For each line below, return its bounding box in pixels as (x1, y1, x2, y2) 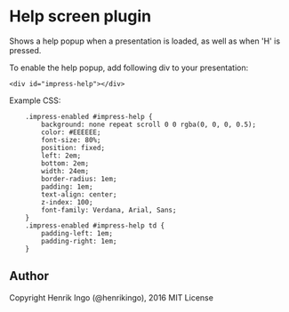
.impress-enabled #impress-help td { (25, 220, 165, 230)
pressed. (9, 44, 42, 55)
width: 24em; (41, 166, 90, 175)
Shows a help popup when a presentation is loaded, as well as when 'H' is (9, 36, 281, 46)
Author (9, 268, 49, 284)
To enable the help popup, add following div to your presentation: (9, 62, 249, 73)
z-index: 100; (41, 197, 93, 206)
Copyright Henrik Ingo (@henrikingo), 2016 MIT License (9, 292, 213, 303)
